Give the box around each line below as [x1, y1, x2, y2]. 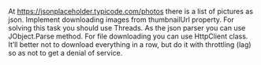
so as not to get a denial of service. [8, 49, 123, 57]
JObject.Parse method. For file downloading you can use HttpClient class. [8, 31, 248, 41]
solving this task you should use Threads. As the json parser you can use [8, 23, 246, 32]
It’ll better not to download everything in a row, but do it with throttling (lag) [8, 40, 252, 49]
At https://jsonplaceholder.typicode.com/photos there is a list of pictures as [8, 7, 254, 16]
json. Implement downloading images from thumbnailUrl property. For [8, 15, 234, 24]
